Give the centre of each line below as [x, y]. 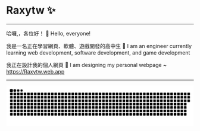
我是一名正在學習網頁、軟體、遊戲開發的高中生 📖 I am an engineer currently [99, 46]
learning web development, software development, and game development [98, 52]
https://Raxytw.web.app [35, 71]
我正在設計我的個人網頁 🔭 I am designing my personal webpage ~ [86, 65]
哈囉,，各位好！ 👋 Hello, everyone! [49, 33]
